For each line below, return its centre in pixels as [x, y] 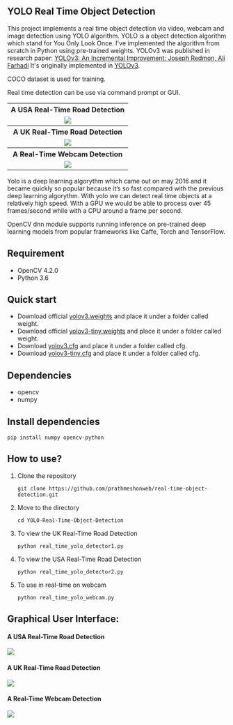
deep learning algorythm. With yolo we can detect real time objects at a [110, 195]
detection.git [38, 495]
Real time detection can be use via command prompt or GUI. [94, 92]
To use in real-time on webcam [62, 585]
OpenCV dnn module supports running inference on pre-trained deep [107, 224]
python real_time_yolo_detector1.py [70, 546]
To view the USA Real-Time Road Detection [79, 559]
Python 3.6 [33, 278]
